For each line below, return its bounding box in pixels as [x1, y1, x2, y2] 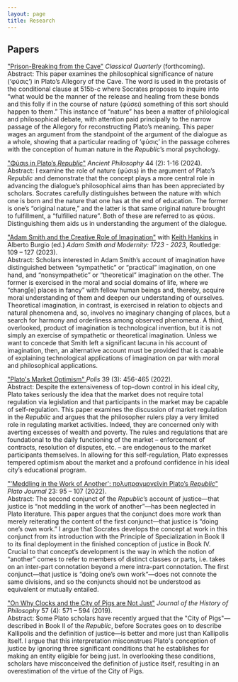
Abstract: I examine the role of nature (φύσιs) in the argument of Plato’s [7, 166, 215, 175]
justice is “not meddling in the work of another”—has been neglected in [7, 502, 216, 511]
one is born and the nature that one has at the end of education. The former [7, 197, 229, 205]
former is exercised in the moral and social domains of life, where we [7, 278, 209, 287]
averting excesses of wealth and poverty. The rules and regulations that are [7, 428, 228, 437]
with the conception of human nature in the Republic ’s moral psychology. [7, 145, 220, 153]
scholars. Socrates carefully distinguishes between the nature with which [7, 189, 222, 197]
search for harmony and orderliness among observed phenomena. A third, [7, 316, 225, 325]
